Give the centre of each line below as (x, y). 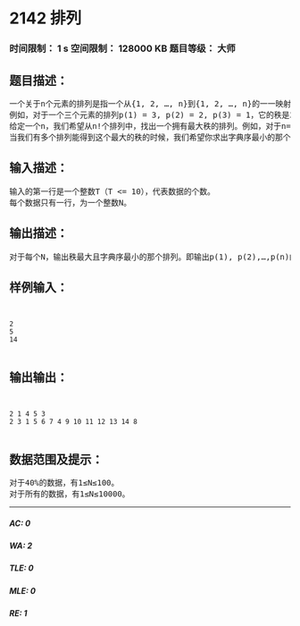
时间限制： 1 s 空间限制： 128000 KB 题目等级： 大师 (123, 48)
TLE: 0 (21, 568)
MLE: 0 (22, 590)
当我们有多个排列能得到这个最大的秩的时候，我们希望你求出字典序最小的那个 (150, 137)
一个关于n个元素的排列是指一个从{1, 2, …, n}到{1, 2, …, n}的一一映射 (150, 103)
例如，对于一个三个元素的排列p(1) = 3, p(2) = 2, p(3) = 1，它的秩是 (150, 114)
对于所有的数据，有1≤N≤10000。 (70, 494)
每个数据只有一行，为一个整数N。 (71, 203)
